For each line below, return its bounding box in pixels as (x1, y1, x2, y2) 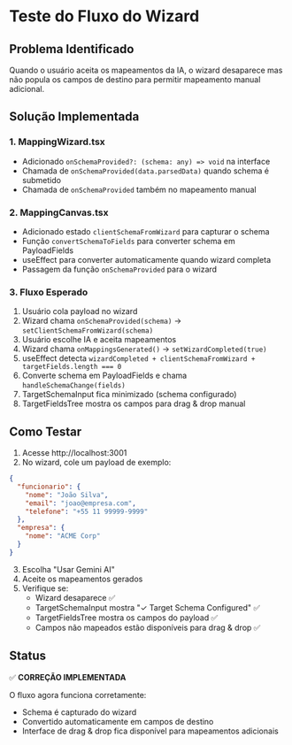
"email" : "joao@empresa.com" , (25, 498, 137, 508)
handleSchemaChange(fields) (21, 381, 126, 390)
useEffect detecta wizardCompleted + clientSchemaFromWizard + (21, 353, 256, 364)
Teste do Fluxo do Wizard (9, 6, 200, 27)
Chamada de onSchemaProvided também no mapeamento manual (21, 184, 257, 195)
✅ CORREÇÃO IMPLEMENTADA (9, 672, 127, 682)
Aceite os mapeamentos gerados (21, 573, 143, 584)
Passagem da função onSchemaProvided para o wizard (21, 264, 218, 274)
